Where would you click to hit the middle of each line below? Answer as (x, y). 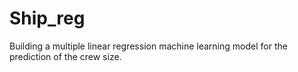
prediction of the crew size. (65, 56)
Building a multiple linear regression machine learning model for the (148, 46)
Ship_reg (47, 18)
